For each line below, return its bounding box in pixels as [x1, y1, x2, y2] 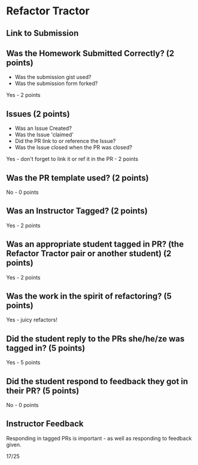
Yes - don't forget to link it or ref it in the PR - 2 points [6, 156, 139, 163]
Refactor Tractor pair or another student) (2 [6, 248, 172, 259]
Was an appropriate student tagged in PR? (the [6, 239, 184, 250]
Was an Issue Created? [14, 124, 72, 132]
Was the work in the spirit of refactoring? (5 [6, 291, 172, 302]
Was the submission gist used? [14, 74, 92, 81]
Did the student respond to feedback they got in [6, 376, 188, 387]
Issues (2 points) [6, 109, 70, 119]
